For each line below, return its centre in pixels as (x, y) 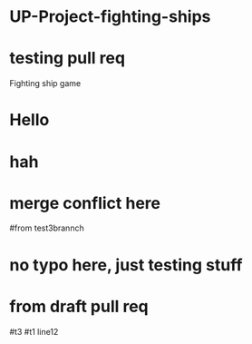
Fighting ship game (45, 84)
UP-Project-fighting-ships (110, 17)
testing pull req (67, 59)
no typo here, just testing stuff (126, 265)
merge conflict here (85, 203)
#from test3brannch (47, 228)
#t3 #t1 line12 (34, 331)
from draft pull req (79, 306)
